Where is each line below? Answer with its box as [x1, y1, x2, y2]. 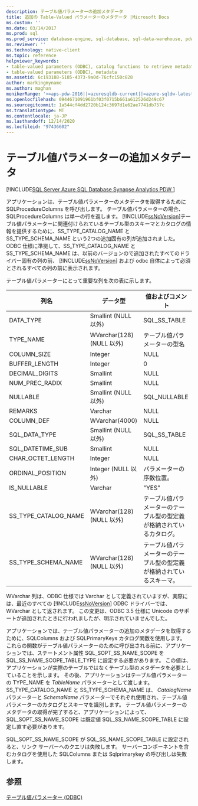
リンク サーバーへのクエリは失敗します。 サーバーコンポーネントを [21, 743, 184, 750]
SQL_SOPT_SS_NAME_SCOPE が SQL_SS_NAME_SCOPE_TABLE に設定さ [6, 736, 184, 743]
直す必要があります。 [16, 723, 68, 730]
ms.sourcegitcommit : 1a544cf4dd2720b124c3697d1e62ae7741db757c [6, 102, 165, 108]
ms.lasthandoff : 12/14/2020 [6, 119, 75, 125]
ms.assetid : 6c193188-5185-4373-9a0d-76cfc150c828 [6, 74, 133, 80]
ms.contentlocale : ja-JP [6, 113, 67, 119]
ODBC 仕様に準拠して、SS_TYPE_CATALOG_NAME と [6, 242, 136, 249]
